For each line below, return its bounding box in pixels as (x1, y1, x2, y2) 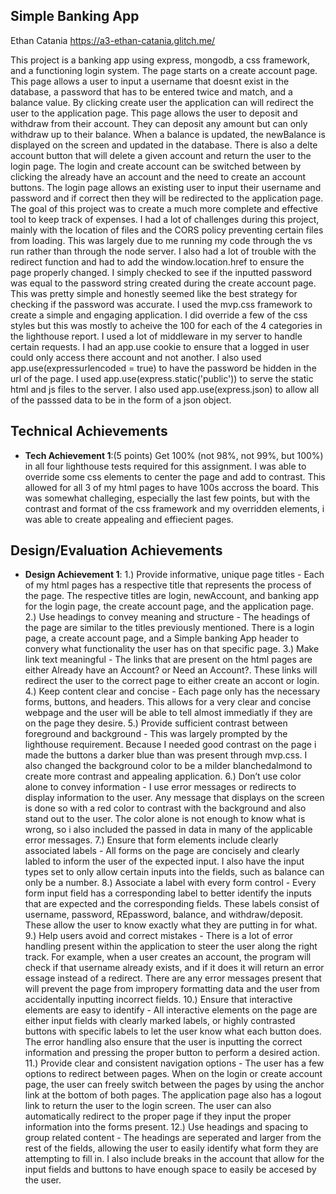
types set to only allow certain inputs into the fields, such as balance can (24, 866, 325, 878)
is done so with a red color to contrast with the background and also (24, 802, 307, 814)
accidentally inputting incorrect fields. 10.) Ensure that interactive (24, 994, 293, 1006)
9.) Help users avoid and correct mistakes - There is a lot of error (24, 930, 293, 942)
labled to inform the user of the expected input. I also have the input (24, 855, 305, 868)
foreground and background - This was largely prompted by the (24, 728, 288, 740)
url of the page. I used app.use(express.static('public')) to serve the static (10, 372, 314, 384)
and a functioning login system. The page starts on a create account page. (10, 64, 318, 76)
